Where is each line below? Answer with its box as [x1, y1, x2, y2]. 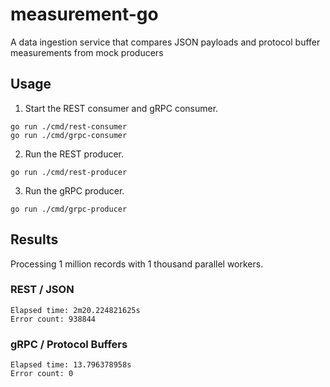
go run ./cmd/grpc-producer [10, 204, 128, 214]
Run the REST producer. [24, 148, 125, 160]
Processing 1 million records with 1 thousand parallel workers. [10, 258, 264, 270]
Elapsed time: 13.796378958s [10, 360, 132, 370]
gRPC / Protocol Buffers [10, 337, 128, 351]
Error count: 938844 [10, 314, 97, 324]
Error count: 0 [10, 369, 74, 379]
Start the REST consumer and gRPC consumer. [24, 102, 219, 114]
